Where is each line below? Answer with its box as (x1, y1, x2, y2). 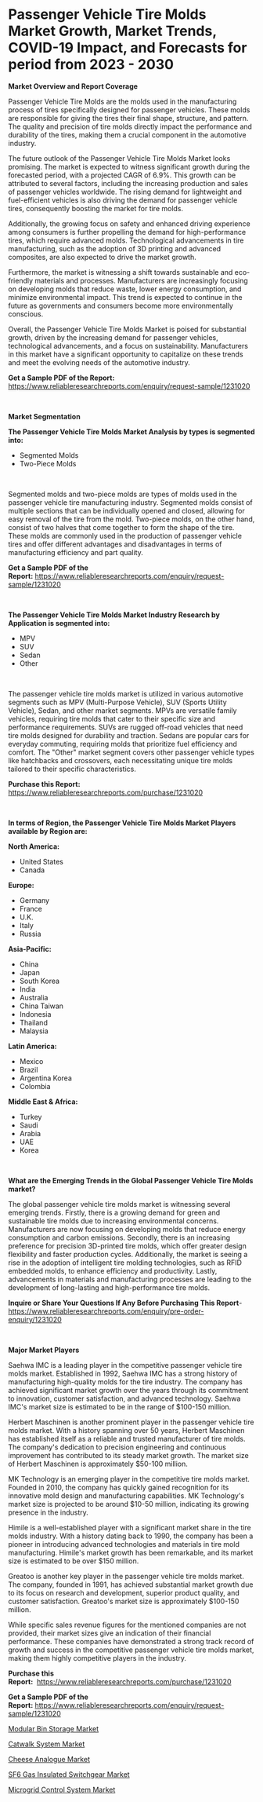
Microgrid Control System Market (8, 1785, 116, 1794)
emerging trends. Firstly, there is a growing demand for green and (8, 1208, 221, 1217)
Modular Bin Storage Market (8, 1723, 99, 1733)
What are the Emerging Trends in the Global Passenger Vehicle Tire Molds (8, 1175, 254, 1185)
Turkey (19, 1112, 42, 1121)
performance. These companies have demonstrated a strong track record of (8, 1636, 254, 1646)
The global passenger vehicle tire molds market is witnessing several (8, 1199, 231, 1208)
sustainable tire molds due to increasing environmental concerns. (8, 1215, 219, 1226)
